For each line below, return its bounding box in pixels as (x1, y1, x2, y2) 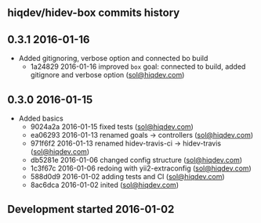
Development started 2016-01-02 (7, 203, 175, 216)
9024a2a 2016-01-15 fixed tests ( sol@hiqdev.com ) (30, 122, 194, 131)
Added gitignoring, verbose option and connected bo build (18, 54, 208, 63)
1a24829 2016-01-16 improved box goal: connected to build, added (30, 62, 246, 71)
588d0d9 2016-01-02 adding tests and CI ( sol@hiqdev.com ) (30, 172, 225, 182)
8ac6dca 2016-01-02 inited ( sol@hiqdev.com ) (30, 180, 179, 190)
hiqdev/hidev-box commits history (7, 6, 180, 20)
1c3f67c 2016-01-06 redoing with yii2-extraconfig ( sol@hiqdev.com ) (30, 164, 252, 173)
